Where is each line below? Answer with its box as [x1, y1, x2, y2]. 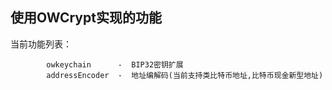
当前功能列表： [10, 38, 72, 50]
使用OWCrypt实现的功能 [10, 9, 162, 27]
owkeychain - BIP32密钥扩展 [46, 59, 184, 70]
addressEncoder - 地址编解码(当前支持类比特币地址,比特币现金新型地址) [46, 70, 324, 80]
